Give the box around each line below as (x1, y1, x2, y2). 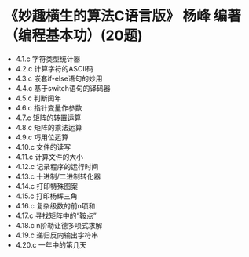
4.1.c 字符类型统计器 (15, 54, 81, 63)
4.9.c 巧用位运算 (15, 132, 69, 142)
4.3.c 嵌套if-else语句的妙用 (15, 74, 104, 83)
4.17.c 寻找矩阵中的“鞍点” (15, 211, 97, 220)
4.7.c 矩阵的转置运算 (15, 113, 82, 122)
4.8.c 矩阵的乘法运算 (15, 122, 82, 132)
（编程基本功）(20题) (4, 27, 143, 45)
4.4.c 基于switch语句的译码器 (15, 83, 111, 92)
